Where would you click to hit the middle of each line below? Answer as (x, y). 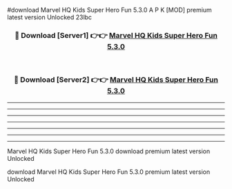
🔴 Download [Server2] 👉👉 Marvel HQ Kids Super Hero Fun (116, 80)
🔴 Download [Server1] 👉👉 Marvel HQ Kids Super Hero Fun (116, 35)
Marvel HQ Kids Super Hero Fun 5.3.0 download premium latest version (109, 151)
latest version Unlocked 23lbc (49, 17)
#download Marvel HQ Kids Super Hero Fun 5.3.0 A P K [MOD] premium (109, 10)
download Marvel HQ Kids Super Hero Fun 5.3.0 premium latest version (109, 172)
